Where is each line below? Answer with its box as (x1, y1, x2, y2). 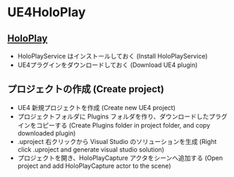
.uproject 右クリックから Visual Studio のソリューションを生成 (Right (17, 137, 217, 145)
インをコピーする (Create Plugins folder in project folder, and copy (17, 121, 211, 129)
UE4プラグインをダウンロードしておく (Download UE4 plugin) (17, 61, 198, 69)
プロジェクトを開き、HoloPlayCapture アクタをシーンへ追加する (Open (17, 153, 223, 162)
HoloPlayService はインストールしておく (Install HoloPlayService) (17, 52, 208, 60)
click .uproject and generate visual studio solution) (17, 145, 164, 154)
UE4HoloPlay (7, 4, 86, 20)
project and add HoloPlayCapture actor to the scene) (17, 161, 171, 170)
